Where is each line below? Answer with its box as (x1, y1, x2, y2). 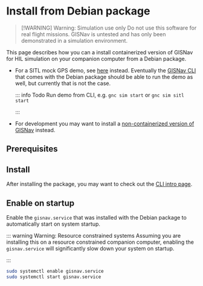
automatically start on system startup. (6, 220, 101, 227)
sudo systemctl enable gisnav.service (6, 268, 104, 274)
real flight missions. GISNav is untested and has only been (21, 30, 166, 37)
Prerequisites (6, 144, 58, 154)
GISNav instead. (14, 126, 56, 133)
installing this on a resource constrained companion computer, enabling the (6, 238, 195, 246)
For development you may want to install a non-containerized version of (14, 119, 195, 127)
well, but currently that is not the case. (14, 80, 111, 87)
